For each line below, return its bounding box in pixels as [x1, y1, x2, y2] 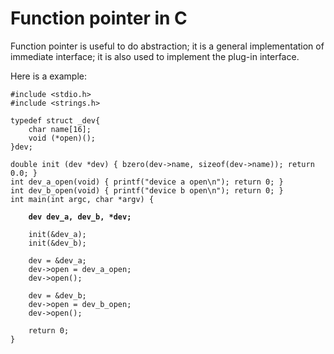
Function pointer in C [10, 7, 188, 30]
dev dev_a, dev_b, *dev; [28, 212, 132, 222]
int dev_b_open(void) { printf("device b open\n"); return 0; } [10, 185, 284, 196]
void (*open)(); [28, 133, 97, 143]
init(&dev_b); [28, 238, 87, 248]
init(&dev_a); [28, 229, 87, 239]
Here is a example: [10, 70, 87, 82]
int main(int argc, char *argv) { [10, 194, 155, 204]
